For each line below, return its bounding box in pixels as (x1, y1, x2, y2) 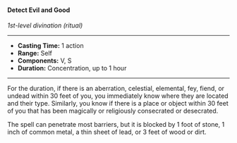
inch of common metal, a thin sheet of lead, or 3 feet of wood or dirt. (7, 128, 207, 137)
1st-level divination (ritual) (7, 21, 83, 30)
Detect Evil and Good (7, 6, 71, 14)
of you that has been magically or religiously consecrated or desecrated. (7, 106, 219, 116)
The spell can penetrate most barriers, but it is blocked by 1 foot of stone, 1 (7, 120, 225, 129)
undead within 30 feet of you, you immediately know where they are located (7, 92, 229, 100)
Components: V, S (17, 56, 72, 65)
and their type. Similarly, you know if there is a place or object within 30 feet (7, 99, 229, 108)
